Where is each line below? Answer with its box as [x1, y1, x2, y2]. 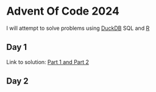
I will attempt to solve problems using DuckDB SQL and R [6, 24, 150, 32]
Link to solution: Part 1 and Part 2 [6, 58, 90, 65]
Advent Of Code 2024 [6, 4, 120, 18]
